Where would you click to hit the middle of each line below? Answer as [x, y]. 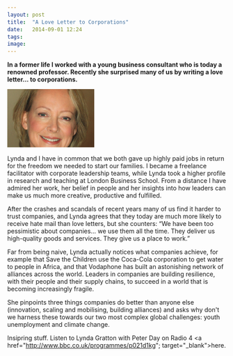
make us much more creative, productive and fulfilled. [85, 195]
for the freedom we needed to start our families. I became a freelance [107, 166]
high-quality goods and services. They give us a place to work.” [98, 238]
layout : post [26, 15]
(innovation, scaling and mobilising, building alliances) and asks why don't [113, 310]
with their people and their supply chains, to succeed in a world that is [108, 282]
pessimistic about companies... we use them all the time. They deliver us [111, 231]
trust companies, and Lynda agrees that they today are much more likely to [114, 216]
